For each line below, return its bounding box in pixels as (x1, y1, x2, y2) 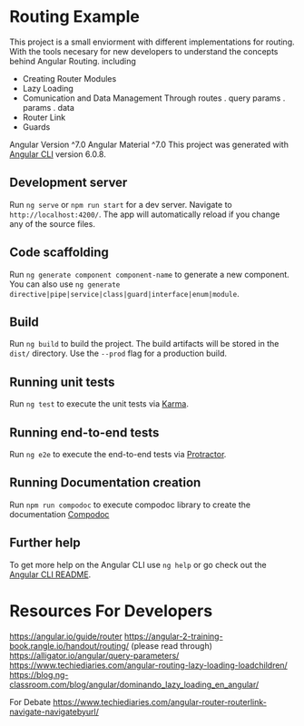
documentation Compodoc (9, 508, 110, 519)
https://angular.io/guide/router (9, 631, 123, 642)
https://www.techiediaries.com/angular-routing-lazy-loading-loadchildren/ (9, 660, 288, 671)
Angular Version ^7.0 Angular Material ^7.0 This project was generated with (9, 139, 289, 150)
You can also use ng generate (9, 279, 121, 289)
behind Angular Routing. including (9, 55, 136, 66)
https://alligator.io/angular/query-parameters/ (9, 650, 180, 661)
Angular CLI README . (9, 569, 92, 580)
